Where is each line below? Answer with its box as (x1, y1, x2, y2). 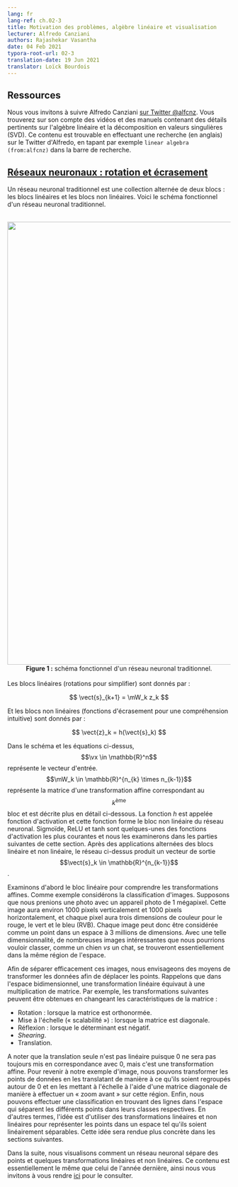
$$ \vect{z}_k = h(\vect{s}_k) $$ (72, 728, 166, 737)
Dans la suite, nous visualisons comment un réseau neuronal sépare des (7, 1149, 218, 1157)
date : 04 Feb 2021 (7, 43, 62, 50)
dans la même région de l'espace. (7, 950, 106, 959)
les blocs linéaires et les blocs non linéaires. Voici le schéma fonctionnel (7, 193, 218, 201)
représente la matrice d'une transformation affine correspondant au (7, 786, 205, 794)
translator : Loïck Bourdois (7, 63, 91, 70)
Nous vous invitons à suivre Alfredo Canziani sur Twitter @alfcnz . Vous (7, 108, 215, 117)
